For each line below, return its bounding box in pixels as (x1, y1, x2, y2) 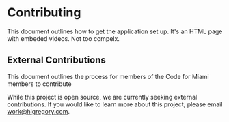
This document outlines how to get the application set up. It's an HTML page (7, 27, 223, 35)
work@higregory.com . (7, 107, 70, 115)
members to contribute (7, 80, 72, 88)
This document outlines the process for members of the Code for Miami (7, 72, 210, 80)
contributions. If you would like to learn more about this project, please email (7, 100, 223, 108)
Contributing (7, 5, 81, 20)
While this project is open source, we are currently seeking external (7, 93, 198, 101)
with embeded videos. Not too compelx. (7, 34, 120, 42)
